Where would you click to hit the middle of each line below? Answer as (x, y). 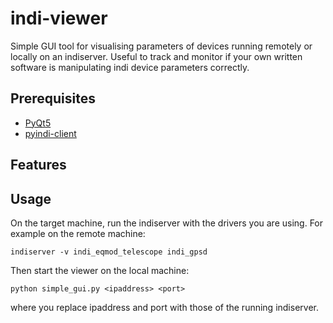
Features (38, 165)
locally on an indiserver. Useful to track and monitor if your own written (156, 56)
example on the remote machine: (78, 233)
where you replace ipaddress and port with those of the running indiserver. (164, 307)
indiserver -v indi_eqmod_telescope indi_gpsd (109, 252)
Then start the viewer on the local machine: (100, 270)
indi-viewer (59, 18)
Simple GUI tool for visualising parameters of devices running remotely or (161, 46)
